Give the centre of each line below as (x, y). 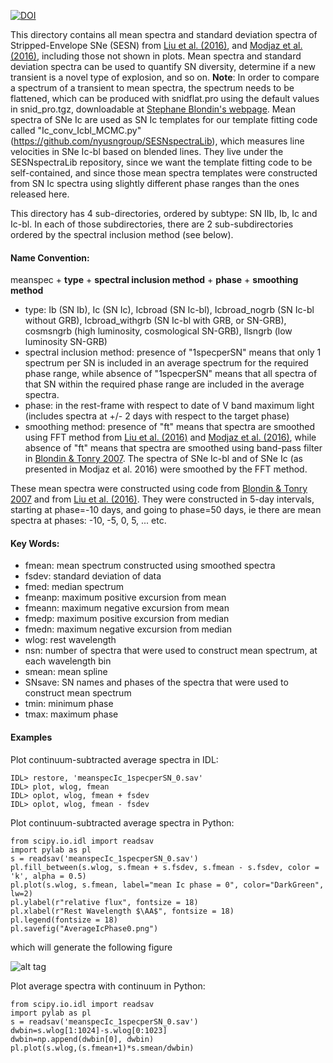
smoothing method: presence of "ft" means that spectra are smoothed (170, 427)
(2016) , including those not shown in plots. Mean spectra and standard (156, 56)
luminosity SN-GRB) (66, 342)
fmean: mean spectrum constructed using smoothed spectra (150, 566)
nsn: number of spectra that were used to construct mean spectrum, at (171, 651)
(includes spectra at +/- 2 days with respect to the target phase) (157, 416)
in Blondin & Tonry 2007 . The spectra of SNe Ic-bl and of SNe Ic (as (164, 459)
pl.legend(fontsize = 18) (64, 920)
